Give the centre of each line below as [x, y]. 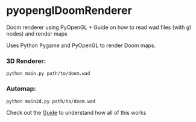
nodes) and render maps [37, 33]
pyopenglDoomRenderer [69, 11]
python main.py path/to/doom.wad [48, 74]
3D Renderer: [26, 61]
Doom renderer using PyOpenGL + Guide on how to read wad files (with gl [99, 27]
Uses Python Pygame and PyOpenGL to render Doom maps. [81, 45]
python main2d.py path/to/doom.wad [51, 101]
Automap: [21, 89]
